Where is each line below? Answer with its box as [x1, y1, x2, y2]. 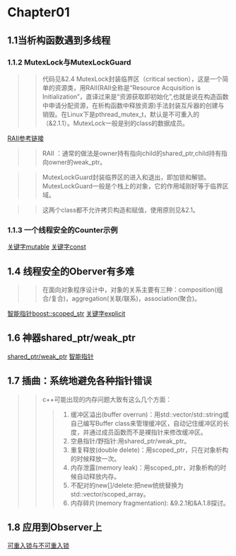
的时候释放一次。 [70, 454, 121, 463]
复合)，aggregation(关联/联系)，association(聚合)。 [50, 294, 201, 302]
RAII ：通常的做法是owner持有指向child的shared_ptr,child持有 [42, 149, 222, 157]
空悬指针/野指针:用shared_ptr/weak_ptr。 [70, 436, 191, 445]
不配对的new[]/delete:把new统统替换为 [70, 481, 184, 489]
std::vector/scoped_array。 [70, 489, 150, 498]
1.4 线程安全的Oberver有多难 [7, 265, 135, 277]
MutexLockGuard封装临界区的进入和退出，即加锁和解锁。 [42, 173, 211, 181]
